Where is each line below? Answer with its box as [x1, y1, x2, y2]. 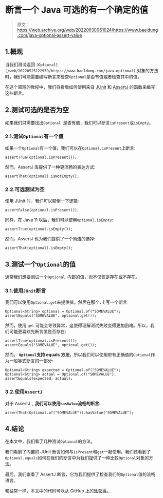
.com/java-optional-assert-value [17, 32, 82, 38]
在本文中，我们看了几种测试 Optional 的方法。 [5, 438, 95, 444]
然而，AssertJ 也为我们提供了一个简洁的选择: [5, 236, 96, 242]
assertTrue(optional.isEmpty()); [5, 227, 73, 232]
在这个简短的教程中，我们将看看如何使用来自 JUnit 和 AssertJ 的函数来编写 [5, 84, 156, 90]
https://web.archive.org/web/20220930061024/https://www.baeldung [17, 27, 158, 33]
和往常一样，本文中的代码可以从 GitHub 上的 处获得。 [5, 488, 111, 494]
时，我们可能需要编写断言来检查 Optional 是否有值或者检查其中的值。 [5, 74, 142, 80]
